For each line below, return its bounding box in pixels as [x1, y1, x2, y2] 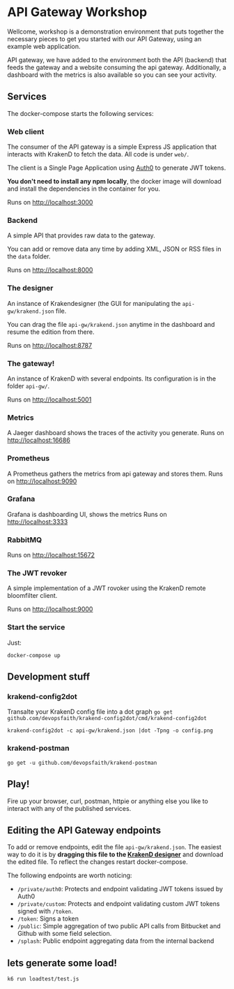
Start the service [7, 622, 65, 632]
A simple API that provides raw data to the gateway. [7, 231, 155, 240]
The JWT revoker [7, 569, 68, 578]
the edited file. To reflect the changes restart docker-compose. [7, 858, 188, 866]
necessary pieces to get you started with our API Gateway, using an [7, 34, 202, 43]
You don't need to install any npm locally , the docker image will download [7, 177, 221, 186]
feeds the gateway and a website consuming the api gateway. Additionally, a [7, 63, 226, 71]
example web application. [7, 42, 81, 50]
